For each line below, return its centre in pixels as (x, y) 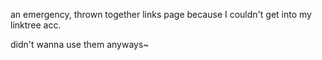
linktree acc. (36, 25)
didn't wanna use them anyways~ (80, 44)
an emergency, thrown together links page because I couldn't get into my (161, 14)
